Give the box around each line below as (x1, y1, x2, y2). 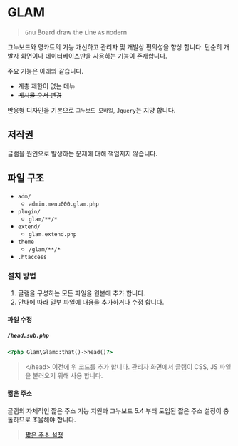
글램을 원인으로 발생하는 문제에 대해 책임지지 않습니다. (7, 149, 158, 158)
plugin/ (17, 208, 41, 215)
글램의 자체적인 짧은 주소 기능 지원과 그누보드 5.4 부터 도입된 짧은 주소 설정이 (7, 406, 222, 415)
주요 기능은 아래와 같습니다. (7, 66, 84, 75)
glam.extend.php (28, 230, 77, 238)
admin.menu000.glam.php (28, 201, 100, 208)
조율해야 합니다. (31, 415, 76, 424)
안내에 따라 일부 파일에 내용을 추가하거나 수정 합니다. (17, 298, 165, 306)
